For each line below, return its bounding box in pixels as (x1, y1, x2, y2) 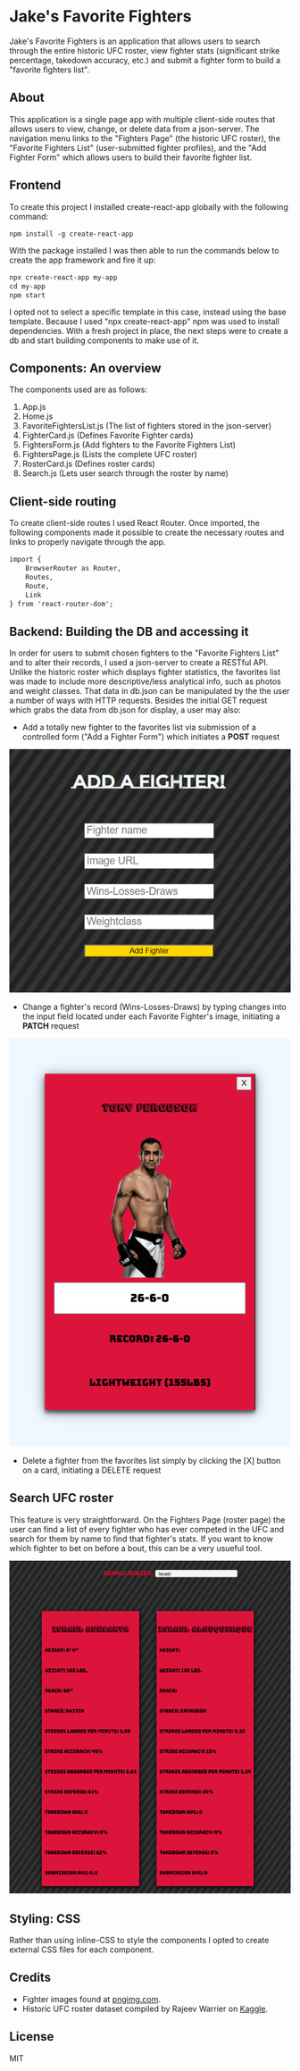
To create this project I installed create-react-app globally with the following (9, 201, 288, 212)
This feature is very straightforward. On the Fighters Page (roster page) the (9, 1514, 286, 1524)
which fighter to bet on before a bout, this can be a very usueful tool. (9, 1542, 262, 1553)
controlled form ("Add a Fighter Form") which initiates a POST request (21, 731, 279, 742)
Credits (9, 1970, 52, 1985)
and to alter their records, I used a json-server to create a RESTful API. (9, 657, 269, 667)
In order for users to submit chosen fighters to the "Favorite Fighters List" (9, 647, 279, 658)
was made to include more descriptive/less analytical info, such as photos (9, 676, 281, 687)
